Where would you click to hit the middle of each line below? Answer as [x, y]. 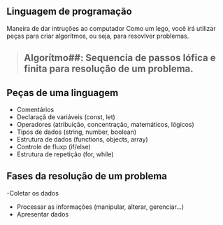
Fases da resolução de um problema [87, 176]
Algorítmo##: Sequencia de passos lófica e [120, 58]
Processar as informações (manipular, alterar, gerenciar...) [100, 207]
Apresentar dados [43, 214]
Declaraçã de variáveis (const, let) [66, 117]
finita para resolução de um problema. [108, 69]
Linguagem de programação [69, 12]
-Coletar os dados [33, 193]
